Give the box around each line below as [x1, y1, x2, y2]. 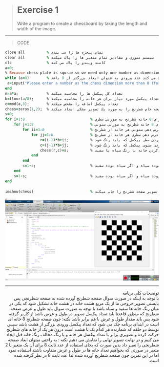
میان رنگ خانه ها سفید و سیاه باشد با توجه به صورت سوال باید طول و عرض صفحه [10, 305, 159, 312]
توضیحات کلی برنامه [122, 290, 159, 296]
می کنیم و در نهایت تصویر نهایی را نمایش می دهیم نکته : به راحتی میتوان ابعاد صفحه [8, 337, 159, 343]
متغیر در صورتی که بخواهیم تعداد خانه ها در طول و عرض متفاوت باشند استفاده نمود [8, 347, 159, 353]
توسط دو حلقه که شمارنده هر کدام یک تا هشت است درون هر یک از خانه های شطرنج [6, 326, 159, 332]
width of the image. [17, 25, 56, 31]
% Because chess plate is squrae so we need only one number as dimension [5, 70, 161, 75]
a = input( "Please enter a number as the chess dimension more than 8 [7, 81, 150, 86]
